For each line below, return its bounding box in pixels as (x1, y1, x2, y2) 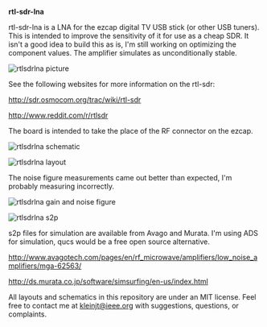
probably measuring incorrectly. (8, 181, 115, 191)
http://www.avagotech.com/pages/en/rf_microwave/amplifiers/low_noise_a (8, 253, 258, 262)
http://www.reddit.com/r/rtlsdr (8, 110, 109, 120)
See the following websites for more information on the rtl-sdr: (8, 80, 216, 89)
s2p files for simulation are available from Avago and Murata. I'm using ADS (8, 229, 259, 238)
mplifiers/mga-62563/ (8, 261, 82, 271)
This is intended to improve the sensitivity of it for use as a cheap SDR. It (8, 31, 249, 40)
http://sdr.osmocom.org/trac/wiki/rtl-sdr (8, 95, 142, 104)
